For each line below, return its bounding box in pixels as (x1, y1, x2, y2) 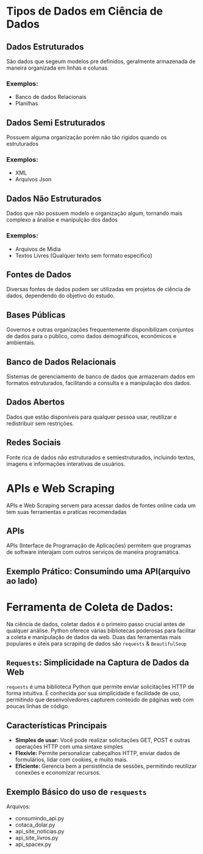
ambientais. (6, 339, 35, 346)
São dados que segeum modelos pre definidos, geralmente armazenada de (6, 58, 196, 65)
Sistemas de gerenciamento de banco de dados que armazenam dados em (6, 372, 195, 380)
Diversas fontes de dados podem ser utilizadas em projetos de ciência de (6, 286, 191, 293)
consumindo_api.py (15, 815, 65, 822)
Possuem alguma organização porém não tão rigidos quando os (6, 134, 167, 141)
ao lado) (6, 576, 38, 586)
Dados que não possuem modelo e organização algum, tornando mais (6, 209, 183, 217)
